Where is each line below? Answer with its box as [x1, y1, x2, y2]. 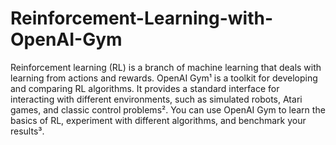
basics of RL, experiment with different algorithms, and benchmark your [10, 114, 307, 126]
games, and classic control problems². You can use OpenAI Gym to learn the [10, 103, 326, 116]
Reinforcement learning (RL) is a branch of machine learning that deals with [10, 61, 322, 73]
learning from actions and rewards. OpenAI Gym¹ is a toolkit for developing [10, 72, 318, 84]
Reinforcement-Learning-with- [10, 7, 274, 30]
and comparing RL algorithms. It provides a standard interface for [10, 82, 280, 94]
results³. [10, 125, 45, 137]
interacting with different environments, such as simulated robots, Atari [10, 93, 303, 105]
